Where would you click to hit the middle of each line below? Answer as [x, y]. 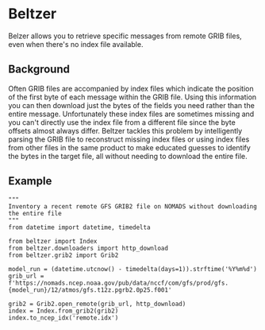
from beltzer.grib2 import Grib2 [63, 255]
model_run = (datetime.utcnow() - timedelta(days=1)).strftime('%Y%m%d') [133, 269]
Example [30, 181]
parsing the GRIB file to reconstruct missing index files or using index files [129, 139]
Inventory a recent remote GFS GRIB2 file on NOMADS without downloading [133, 206]
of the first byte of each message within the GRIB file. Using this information [132, 97]
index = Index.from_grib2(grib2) [63, 311]
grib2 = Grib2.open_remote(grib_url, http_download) [97, 304]
